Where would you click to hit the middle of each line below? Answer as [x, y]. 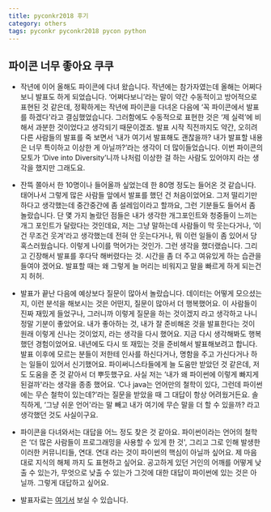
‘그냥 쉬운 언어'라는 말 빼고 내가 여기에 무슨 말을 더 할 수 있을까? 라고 [152, 405]
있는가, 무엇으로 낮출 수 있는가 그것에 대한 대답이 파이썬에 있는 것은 [143, 473]
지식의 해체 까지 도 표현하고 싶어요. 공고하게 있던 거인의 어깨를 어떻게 [144, 463]
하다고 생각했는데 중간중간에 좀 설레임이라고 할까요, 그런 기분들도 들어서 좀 [138, 205]
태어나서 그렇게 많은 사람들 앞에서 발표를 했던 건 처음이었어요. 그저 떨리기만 [139, 195]
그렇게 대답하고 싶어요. [73, 483]
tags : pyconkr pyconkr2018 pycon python [78, 31]
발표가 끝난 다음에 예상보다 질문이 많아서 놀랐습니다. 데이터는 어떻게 [127, 293]
